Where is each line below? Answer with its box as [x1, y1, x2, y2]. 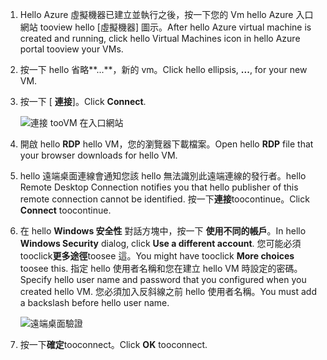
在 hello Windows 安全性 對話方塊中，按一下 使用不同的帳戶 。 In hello [19, 225, 307, 237]
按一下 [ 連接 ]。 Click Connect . [19, 96, 147, 107]
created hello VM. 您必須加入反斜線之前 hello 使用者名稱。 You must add [19, 286, 317, 297]
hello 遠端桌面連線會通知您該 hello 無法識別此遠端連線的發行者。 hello [19, 170, 307, 182]
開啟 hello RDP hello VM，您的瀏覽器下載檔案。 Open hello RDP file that [19, 138, 314, 150]
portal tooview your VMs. [19, 43, 124, 55]
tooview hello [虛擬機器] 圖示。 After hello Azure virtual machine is [39, 21, 312, 33]
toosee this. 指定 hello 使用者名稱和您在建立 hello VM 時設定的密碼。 [19, 263, 303, 274]
